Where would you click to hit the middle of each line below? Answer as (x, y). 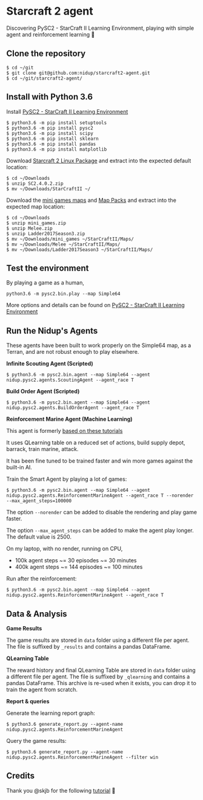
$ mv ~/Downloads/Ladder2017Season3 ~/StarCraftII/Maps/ (80, 250)
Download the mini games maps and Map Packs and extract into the (92, 200)
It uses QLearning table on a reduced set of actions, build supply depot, (96, 443)
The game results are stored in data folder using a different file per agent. (98, 640)
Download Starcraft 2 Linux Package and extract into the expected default (99, 160)
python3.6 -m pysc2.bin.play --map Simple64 (63, 294)
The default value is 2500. (39, 537)
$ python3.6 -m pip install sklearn (52, 139)
